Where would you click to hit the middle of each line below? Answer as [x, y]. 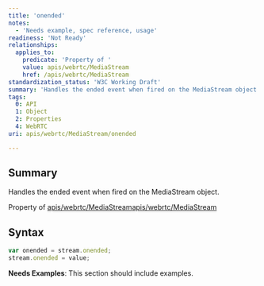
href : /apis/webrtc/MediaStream [76, 75]
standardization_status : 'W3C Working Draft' [84, 82]
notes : [19, 23]
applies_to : [35, 52]
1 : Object [31, 112]
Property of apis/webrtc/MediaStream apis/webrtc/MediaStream [113, 207]
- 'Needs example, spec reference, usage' [86, 30]
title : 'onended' [37, 15]
